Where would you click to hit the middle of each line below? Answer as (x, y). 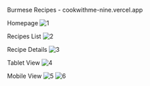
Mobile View (25, 76)
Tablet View (24, 63)
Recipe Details (27, 49)
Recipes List (24, 36)
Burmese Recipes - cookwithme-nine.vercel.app (75, 10)
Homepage (23, 23)
